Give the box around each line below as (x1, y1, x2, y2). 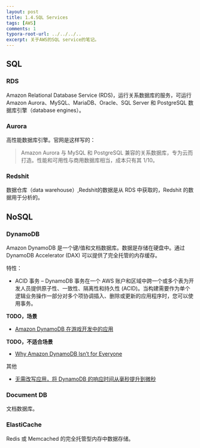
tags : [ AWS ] (6, 20, 36, 26)
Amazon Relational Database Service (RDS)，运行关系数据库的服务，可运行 (6, 91, 192, 99)
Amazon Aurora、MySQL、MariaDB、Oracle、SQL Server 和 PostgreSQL (6, 99, 187, 106)
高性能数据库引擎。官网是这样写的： (6, 136, 96, 143)
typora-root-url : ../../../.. (6, 31, 82, 37)
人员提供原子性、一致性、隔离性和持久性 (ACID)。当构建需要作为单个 (20, 284, 190, 292)
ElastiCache (6, 420, 42, 429)
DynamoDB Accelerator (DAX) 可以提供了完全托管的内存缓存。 (6, 251, 160, 259)
